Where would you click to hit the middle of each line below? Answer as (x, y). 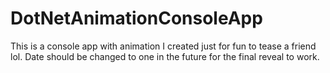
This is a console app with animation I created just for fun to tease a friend (163, 46)
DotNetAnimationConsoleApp (136, 18)
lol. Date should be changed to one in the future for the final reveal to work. (165, 56)
